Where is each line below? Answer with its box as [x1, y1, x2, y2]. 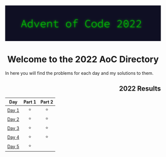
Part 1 [23, 99, 37, 105]
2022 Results [119, 85, 161, 93]
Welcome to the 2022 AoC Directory [7, 53, 159, 65]
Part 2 [40, 99, 53, 105]
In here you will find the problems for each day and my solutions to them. [5, 70, 154, 76]
